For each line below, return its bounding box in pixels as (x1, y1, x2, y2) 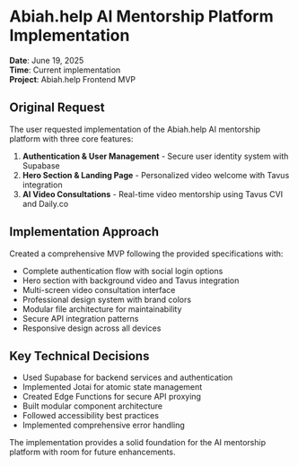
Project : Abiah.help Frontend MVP (9, 73, 136, 84)
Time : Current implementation (9, 65, 121, 75)
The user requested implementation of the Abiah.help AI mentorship (9, 124, 261, 134)
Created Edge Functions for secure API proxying (22, 392, 202, 402)
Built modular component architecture (22, 401, 163, 411)
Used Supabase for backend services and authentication (22, 372, 233, 383)
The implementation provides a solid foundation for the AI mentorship (9, 437, 267, 448)
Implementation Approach (9, 224, 160, 239)
